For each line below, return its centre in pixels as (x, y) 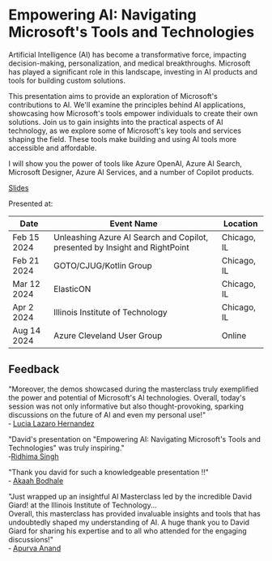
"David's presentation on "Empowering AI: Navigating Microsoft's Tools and (135, 439)
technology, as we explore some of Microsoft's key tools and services (125, 131)
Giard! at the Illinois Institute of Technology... (83, 505)
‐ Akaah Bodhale (36, 481)
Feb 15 (26, 237)
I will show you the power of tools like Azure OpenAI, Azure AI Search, (125, 163)
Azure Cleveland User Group (108, 336)
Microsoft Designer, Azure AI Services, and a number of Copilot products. (131, 172)
